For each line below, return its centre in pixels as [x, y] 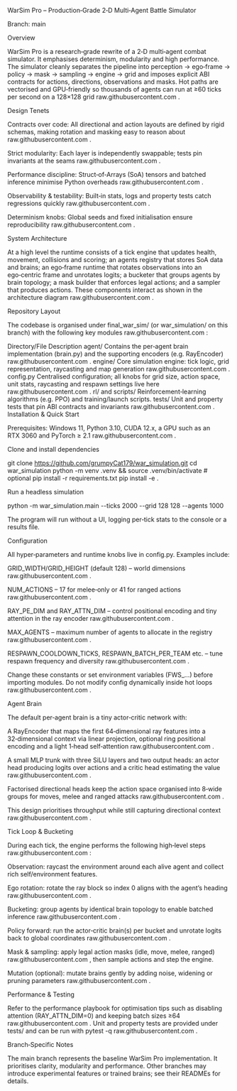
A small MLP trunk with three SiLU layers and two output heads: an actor [114, 760]
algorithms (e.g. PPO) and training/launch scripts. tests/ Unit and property [115, 399]
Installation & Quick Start [43, 414]
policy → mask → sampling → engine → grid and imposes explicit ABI [109, 74]
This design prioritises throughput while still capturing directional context [114, 810]
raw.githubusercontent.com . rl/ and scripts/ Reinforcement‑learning [107, 391]
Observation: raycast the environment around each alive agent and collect [116, 867]
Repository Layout [34, 311]
